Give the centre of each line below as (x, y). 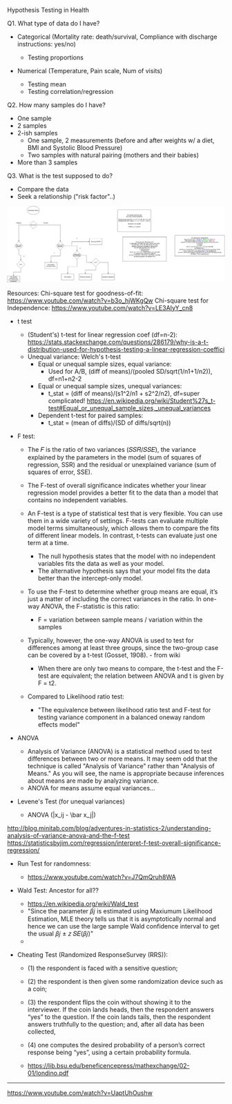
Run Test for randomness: (54, 864)
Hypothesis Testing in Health (48, 10)
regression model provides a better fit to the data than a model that (123, 493)
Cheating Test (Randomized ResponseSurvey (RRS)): (92, 954)
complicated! (67, 401)
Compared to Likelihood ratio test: (76, 696)
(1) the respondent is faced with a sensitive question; (103, 968)
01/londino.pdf (48, 1073)
